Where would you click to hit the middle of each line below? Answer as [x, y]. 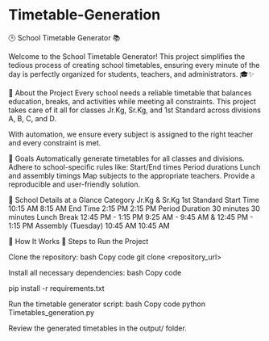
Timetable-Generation [85, 15]
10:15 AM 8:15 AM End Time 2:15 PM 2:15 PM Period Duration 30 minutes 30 [134, 208]
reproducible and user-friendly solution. [74, 184]
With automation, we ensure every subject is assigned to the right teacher [131, 134]
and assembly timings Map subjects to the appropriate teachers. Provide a [132, 175]
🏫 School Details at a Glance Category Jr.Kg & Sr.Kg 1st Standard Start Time [134, 200]
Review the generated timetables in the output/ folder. [97, 328]
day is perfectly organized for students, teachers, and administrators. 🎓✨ [131, 74]
